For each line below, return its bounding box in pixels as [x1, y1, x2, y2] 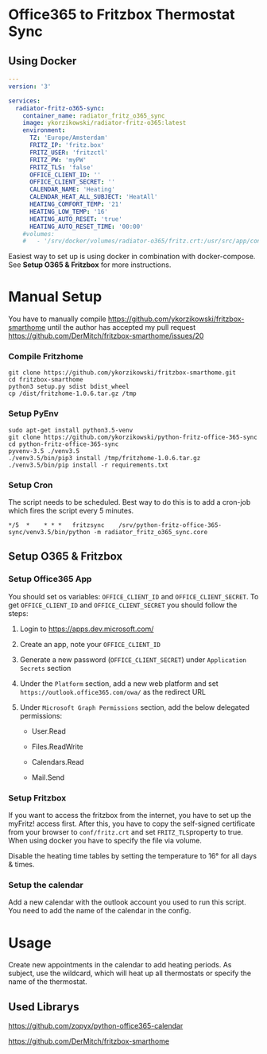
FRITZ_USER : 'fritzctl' [29, 149, 109, 157]
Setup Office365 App [8, 574, 92, 585]
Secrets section [19, 663, 72, 672]
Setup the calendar [8, 879, 83, 890]
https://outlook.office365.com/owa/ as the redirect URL [19, 687, 207, 696]
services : [8, 97, 41, 105]
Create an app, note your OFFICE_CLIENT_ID [19, 639, 161, 649]
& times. [8, 860, 35, 870]
